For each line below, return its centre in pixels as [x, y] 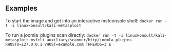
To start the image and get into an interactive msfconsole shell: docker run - [86, 20]
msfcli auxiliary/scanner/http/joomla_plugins [81, 40]
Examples [21, 8]
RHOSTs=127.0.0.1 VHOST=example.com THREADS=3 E [58, 44]
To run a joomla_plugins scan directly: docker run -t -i [64, 35]
